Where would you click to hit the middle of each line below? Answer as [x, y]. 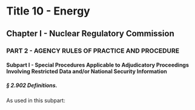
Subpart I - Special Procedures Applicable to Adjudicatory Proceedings [98, 65]
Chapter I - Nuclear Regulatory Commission [90, 34]
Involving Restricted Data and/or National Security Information [87, 71]
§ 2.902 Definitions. [32, 85]
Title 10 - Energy [48, 11]
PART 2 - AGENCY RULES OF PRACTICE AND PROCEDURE [93, 51]
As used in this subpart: [36, 100]
